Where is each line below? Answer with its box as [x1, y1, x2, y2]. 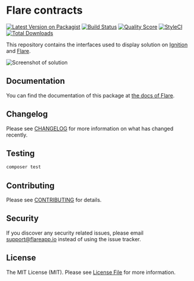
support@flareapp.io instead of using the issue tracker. [6, 235, 142, 242]
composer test [6, 164, 42, 170]
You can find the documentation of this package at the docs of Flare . [6, 91, 175, 99]
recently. [6, 131, 28, 138]
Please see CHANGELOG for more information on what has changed [6, 125, 174, 132]
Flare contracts [6, 4, 83, 17]
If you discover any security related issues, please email [6, 229, 144, 236]
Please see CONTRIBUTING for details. [6, 197, 102, 204]
